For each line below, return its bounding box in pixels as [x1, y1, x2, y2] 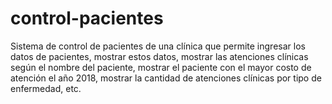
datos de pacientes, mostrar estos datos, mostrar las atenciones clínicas [10, 50, 309, 62]
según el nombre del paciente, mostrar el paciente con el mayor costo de [10, 61, 312, 73]
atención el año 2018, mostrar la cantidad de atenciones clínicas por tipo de [10, 72, 322, 84]
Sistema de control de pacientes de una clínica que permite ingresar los [10, 40, 306, 52]
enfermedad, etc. [10, 82, 82, 94]
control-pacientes [10, 7, 164, 30]
